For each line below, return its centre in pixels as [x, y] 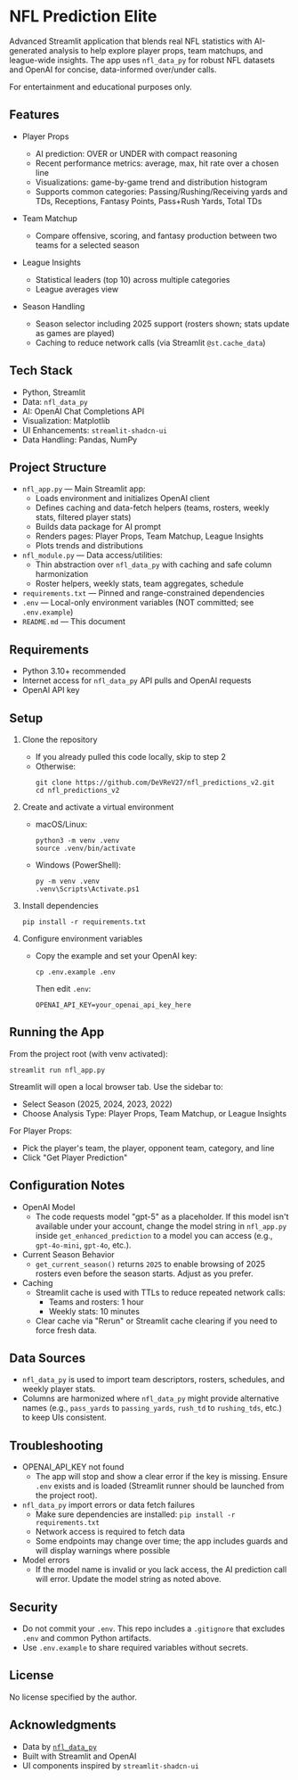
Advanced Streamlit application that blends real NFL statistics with [131, 41]
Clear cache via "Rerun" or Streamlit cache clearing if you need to [156, 1321]
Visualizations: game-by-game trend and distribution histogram [151, 182]
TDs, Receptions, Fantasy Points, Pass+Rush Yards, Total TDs [149, 201]
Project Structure [58, 467]
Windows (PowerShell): [78, 865]
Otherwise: [56, 766]
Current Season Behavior [68, 1254]
